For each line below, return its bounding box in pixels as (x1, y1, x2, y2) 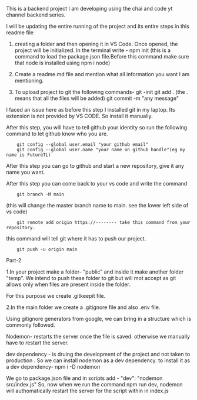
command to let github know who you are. (6, 130, 108, 137)
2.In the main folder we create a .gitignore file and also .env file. (6, 304, 161, 311)
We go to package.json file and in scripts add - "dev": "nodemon (6, 375, 163, 382)
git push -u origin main (16, 246, 78, 252)
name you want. (6, 168, 45, 175)
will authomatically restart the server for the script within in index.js (6, 387, 169, 394)
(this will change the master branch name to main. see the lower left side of (6, 202, 189, 209)
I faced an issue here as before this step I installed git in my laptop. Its (6, 106, 175, 113)
